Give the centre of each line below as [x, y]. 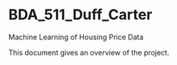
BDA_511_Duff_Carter [80, 15]
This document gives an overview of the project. [89, 52]
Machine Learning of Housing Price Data [76, 37]
